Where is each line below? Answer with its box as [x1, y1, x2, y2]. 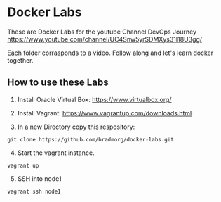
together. [7, 56, 34, 64]
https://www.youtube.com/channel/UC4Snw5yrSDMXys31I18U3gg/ [7, 34, 202, 43]
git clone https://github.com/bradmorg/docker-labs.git [7, 136, 174, 143]
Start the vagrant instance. [17, 149, 95, 157]
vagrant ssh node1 [7, 188, 61, 195]
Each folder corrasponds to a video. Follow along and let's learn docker [7, 49, 214, 57]
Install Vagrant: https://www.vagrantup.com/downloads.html [17, 108, 192, 117]
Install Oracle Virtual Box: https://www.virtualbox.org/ [17, 95, 172, 103]
